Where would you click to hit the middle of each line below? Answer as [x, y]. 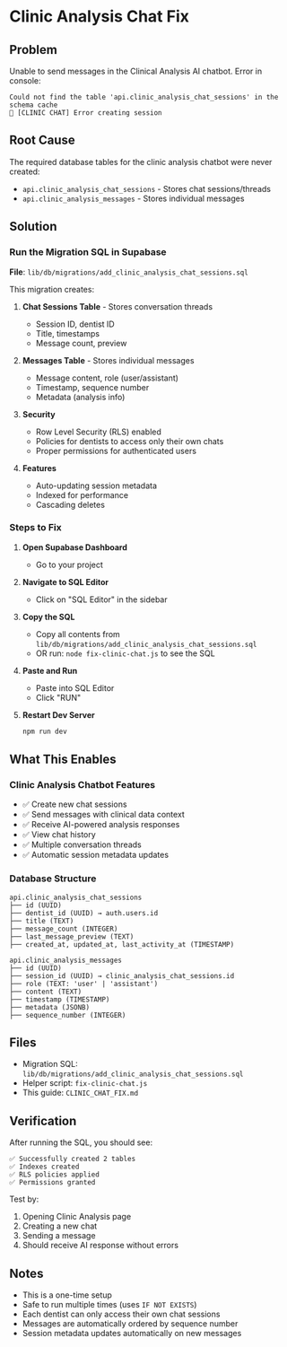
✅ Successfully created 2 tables [73, 1159]
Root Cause [43, 140]
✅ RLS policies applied [55, 1175]
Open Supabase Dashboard [74, 547]
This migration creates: [52, 289]
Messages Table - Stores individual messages [108, 360]
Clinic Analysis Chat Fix [100, 17]
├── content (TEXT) [46, 992]
